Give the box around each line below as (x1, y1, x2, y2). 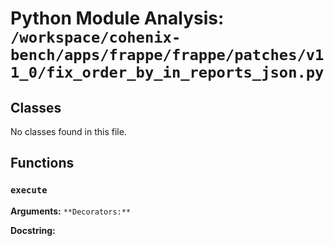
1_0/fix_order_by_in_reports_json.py (10, 63, 325, 82)
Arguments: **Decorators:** (10, 205, 132, 217)
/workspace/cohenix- (10, 28, 182, 47)
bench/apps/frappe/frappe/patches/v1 (10, 46, 325, 65)
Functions (10, 155, 75, 172)
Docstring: (10, 224, 56, 236)
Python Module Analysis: (10, 7, 225, 30)
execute (10, 185, 48, 196)
